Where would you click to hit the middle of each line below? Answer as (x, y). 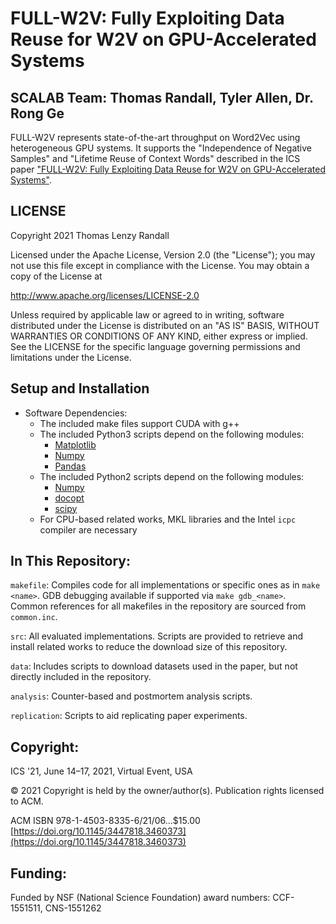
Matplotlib (75, 444)
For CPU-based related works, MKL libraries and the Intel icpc (168, 519)
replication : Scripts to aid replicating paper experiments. (129, 716)
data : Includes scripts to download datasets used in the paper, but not (154, 666)
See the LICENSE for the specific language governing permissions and (155, 346)
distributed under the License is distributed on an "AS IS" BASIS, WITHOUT (165, 325)
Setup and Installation (80, 388)
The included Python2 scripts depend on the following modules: (172, 476)
